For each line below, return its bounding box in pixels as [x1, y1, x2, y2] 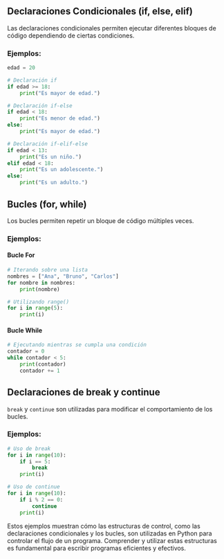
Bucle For [7, 251, 35, 259]
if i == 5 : [19, 458, 51, 465]
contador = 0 [7, 348, 45, 355]
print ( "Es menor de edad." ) [19, 115, 100, 122]
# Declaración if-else [7, 102, 73, 109]
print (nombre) [19, 285, 60, 293]
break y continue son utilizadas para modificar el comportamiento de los [7, 405, 213, 413]
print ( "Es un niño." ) [19, 153, 82, 160]
